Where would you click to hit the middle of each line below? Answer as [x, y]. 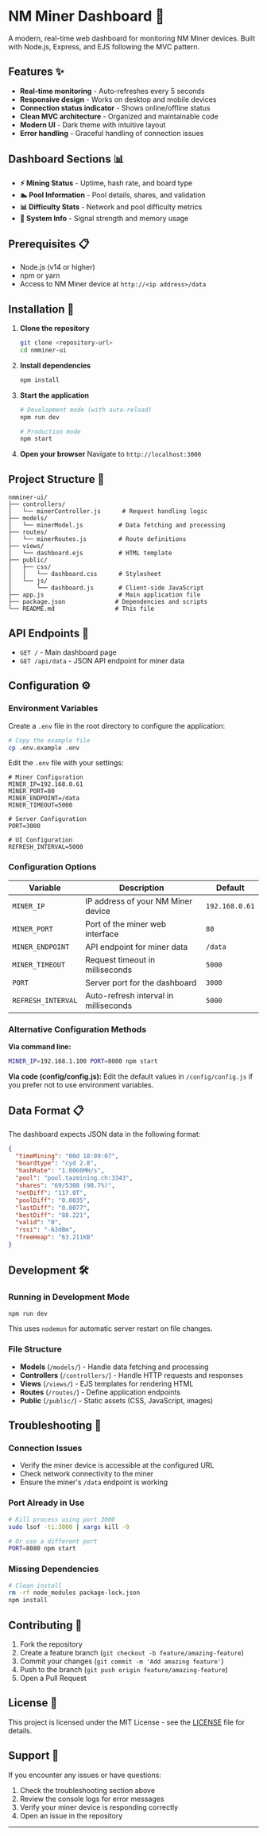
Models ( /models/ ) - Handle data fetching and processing [114, 1367]
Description [141, 888]
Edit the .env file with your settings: [66, 763]
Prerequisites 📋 [49, 244]
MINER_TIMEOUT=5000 [41, 805]
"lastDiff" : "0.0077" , [53, 1208]
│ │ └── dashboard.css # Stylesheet [85, 574]
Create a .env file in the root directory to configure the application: [117, 725]
